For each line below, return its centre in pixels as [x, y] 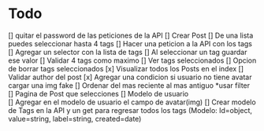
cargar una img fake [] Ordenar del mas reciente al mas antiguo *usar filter [129, 85]
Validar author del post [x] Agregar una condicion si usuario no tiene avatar [130, 77]
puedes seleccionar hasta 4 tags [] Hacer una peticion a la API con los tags [130, 43]
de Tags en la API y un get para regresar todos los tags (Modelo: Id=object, [130, 110]
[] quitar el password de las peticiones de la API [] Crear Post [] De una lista [131, 35]
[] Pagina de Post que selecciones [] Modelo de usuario [99, 93]
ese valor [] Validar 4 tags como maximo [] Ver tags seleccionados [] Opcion [132, 60]
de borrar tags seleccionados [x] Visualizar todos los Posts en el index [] [126, 68]
